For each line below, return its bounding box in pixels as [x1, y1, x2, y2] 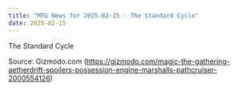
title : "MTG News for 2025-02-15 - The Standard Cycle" [8, 11, 199, 20]
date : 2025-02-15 [8, 19, 67, 27]
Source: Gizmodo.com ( [8, 57, 87, 66]
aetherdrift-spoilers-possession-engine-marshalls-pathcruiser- [8, 65, 218, 74]
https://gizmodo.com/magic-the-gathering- [86, 57, 230, 66]
